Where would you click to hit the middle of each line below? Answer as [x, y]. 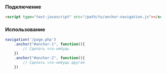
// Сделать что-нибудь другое [54, 62]
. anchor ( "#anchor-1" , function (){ [49, 44]
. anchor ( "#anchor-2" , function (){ [49, 58]
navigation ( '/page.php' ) [31, 40]
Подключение [23, 7]
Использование [25, 29]
